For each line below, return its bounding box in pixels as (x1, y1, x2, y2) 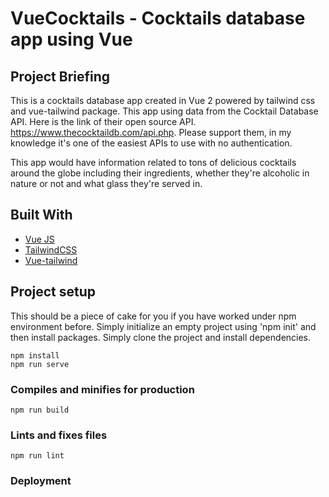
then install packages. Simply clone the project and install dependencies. (10, 331, 312, 343)
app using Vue (10, 28, 133, 51)
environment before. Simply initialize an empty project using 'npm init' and (10, 320, 317, 332)
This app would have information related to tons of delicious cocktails (10, 157, 297, 168)
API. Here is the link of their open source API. (10, 116, 197, 127)
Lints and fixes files (10, 428, 108, 442)
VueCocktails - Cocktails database (10, 7, 306, 30)
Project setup (10, 283, 97, 301)
